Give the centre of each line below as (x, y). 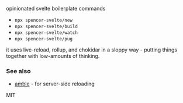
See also (18, 71)
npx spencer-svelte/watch (46, 33)
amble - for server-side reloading (54, 84)
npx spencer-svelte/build (46, 26)
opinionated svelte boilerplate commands (56, 8)
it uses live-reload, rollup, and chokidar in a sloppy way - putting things (91, 50)
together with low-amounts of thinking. (53, 56)
